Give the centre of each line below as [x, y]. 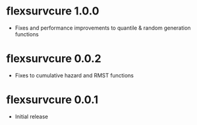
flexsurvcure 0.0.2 [54, 59]
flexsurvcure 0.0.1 [52, 100]
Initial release [31, 117]
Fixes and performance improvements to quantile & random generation [103, 28]
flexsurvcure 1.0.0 [53, 11]
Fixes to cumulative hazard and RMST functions [74, 75]
